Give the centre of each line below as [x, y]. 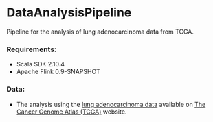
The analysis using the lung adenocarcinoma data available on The [111, 104]
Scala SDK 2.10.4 [41, 64]
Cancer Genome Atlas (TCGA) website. [71, 112]
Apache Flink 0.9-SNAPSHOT [58, 72]
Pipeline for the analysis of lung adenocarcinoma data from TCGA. [100, 32]
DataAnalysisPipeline [69, 13]
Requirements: [32, 49]
